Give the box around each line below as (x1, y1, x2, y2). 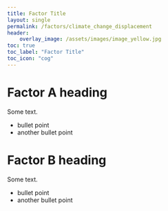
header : (7, 29, 30, 37)
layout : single (7, 17, 51, 23)
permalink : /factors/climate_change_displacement (7, 23, 153, 30)
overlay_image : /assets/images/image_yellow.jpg (19, 36, 162, 43)
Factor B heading (7, 152, 107, 168)
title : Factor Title (7, 10, 67, 17)
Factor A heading (7, 84, 108, 100)
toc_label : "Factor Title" (7, 49, 85, 56)
